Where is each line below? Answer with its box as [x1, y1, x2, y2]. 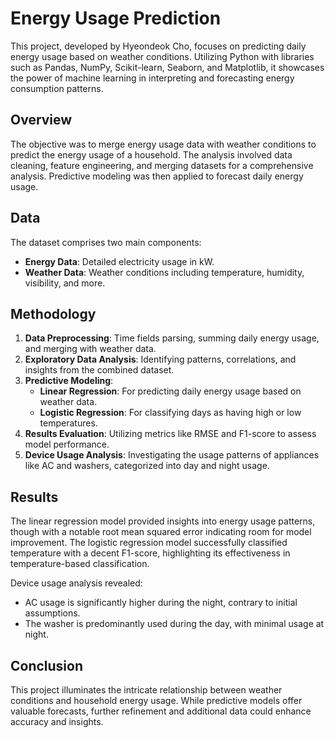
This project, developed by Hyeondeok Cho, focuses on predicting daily [10, 40, 307, 52]
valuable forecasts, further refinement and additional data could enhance [10, 705, 312, 717]
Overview [10, 112, 73, 129]
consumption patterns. [10, 82, 104, 94]
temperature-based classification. [10, 558, 150, 570]
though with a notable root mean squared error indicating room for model [10, 526, 312, 538]
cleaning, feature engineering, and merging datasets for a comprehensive [10, 159, 314, 171]
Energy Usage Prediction [10, 7, 222, 30]
